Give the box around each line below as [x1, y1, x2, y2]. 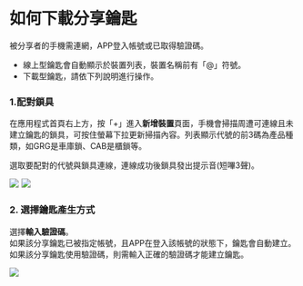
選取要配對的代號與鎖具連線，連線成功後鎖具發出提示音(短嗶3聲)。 [9, 160, 259, 171]
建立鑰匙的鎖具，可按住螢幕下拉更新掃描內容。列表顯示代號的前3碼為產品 [9, 129, 286, 141]
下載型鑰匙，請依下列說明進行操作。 [22, 70, 159, 82]
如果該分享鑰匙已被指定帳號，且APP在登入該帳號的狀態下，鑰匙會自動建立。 [9, 237, 297, 248]
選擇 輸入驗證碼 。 [9, 226, 74, 237]
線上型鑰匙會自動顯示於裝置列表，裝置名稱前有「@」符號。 [22, 59, 247, 70]
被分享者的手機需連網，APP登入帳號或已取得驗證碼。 [9, 40, 209, 51]
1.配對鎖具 [9, 95, 55, 108]
